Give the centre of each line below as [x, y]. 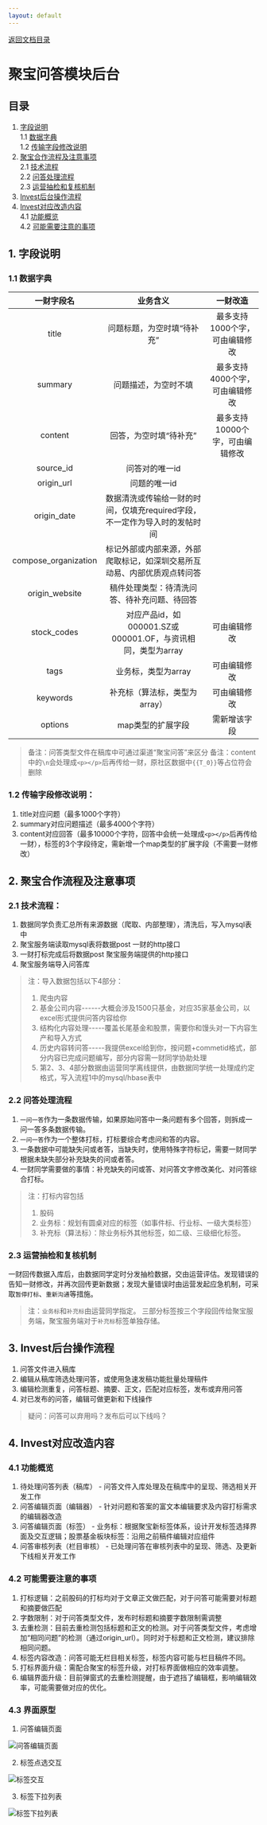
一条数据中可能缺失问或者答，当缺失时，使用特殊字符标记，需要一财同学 [138, 1149]
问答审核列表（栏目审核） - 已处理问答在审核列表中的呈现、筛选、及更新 [138, 1546]
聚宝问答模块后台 [64, 74]
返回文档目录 [29, 39]
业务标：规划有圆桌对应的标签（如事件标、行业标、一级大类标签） [147, 1223]
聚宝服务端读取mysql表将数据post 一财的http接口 [100, 945]
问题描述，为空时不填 [154, 385]
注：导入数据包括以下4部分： [75, 981]
